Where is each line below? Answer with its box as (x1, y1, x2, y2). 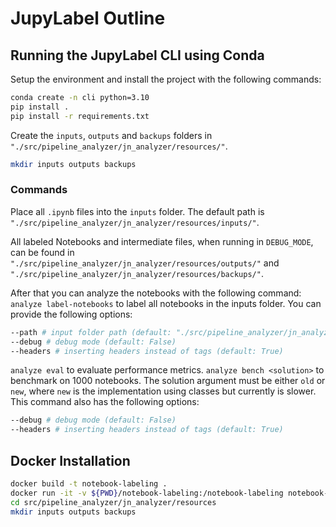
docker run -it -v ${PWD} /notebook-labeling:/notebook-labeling (10, 488, 284, 498)
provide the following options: (10, 308, 133, 320)
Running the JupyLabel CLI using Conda (10, 47, 265, 64)
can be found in (10, 246, 75, 258)
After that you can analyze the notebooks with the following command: (10, 287, 302, 299)
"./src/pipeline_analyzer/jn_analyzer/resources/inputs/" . (10, 216, 260, 228)
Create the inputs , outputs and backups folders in (10, 129, 213, 141)
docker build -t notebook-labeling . (10, 478, 168, 489)
